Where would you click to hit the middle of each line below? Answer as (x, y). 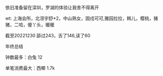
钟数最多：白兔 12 (24, 57)
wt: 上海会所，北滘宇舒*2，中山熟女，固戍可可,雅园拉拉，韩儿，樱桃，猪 (82, 18)
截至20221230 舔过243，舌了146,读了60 (48, 35)
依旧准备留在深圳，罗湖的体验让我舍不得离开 (52, 7)
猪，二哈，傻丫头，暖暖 (30, 25)
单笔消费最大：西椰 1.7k (30, 68)
